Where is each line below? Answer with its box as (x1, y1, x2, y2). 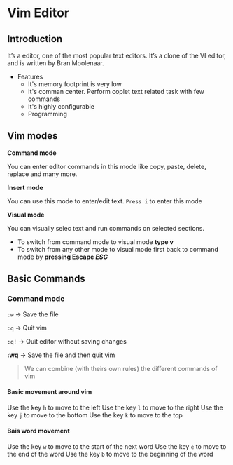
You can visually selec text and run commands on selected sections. (7, 224, 205, 232)
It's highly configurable (27, 102, 94, 110)
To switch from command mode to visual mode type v (17, 237, 174, 246)
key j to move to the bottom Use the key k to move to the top (7, 410, 183, 419)
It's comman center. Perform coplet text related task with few (27, 88, 205, 95)
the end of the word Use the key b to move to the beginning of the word (7, 450, 213, 458)
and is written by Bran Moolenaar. (7, 59, 105, 67)
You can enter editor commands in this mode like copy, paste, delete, (7, 162, 206, 170)
